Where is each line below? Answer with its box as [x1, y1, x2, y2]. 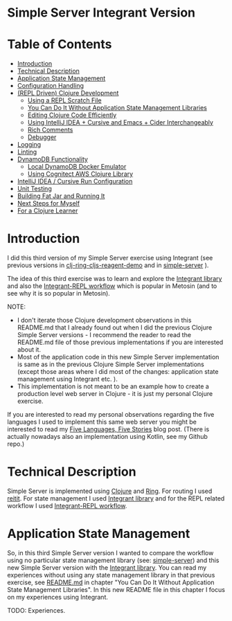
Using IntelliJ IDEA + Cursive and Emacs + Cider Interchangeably [27, 118, 213, 127]
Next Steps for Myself [17, 199, 80, 208]
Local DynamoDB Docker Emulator [27, 163, 127, 171]
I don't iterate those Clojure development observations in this [17, 316, 192, 325]
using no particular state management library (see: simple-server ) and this [7, 556, 220, 564]
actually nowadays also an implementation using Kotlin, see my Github [7, 433, 208, 441]
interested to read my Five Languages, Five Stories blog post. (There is [7, 425, 210, 433]
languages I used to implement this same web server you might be [7, 417, 197, 426]
